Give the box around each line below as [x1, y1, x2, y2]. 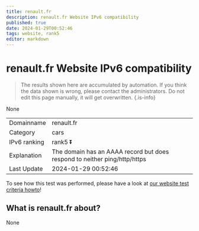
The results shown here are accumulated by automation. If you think [20, 81, 187, 88]
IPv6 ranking [9, 137, 44, 146]
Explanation [9, 151, 42, 159]
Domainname [9, 118, 46, 127]
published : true [6, 20, 46, 25]
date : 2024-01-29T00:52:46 [6, 25, 73, 31]
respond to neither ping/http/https [52, 155, 147, 163]
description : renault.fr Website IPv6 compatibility [6, 14, 139, 20]
